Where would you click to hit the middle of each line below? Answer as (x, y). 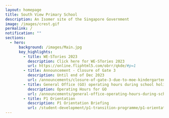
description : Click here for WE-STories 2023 (76, 61)
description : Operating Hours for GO (67, 89)
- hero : (18, 43)
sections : (16, 38)
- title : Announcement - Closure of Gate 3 (69, 71)
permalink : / (19, 29)
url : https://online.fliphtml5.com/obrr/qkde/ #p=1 (82, 66)
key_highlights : (35, 52)
